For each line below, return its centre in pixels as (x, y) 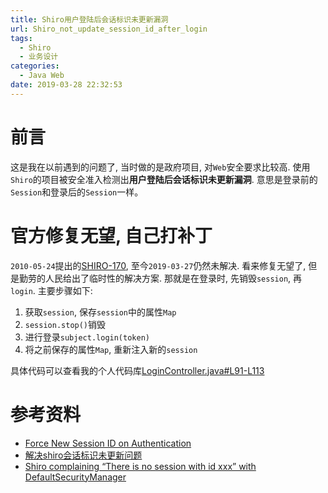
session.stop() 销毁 (65, 324)
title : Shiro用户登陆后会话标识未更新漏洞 (89, 19)
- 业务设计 (39, 57)
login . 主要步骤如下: (51, 290)
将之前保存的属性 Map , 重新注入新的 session (111, 349)
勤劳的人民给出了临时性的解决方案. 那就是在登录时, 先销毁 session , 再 (160, 278)
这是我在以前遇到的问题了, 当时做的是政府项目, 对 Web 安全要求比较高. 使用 (160, 167)
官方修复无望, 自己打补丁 (111, 235)
